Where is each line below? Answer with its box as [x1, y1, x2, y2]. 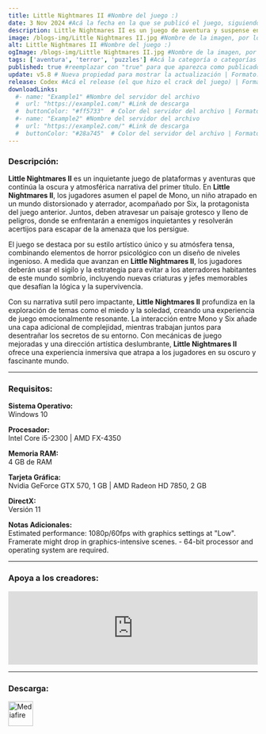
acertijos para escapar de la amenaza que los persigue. [8, 224, 190, 234]
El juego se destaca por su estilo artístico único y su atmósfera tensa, [8, 239, 235, 249]
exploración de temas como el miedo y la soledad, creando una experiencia [8, 305, 255, 315]
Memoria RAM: [8, 449, 59, 458]
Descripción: [8, 155, 59, 166]
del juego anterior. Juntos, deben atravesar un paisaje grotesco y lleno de [8, 207, 249, 216]
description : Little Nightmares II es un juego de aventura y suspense [8, 26, 249, 34]
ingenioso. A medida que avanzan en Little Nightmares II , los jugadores [8, 256, 243, 266]
